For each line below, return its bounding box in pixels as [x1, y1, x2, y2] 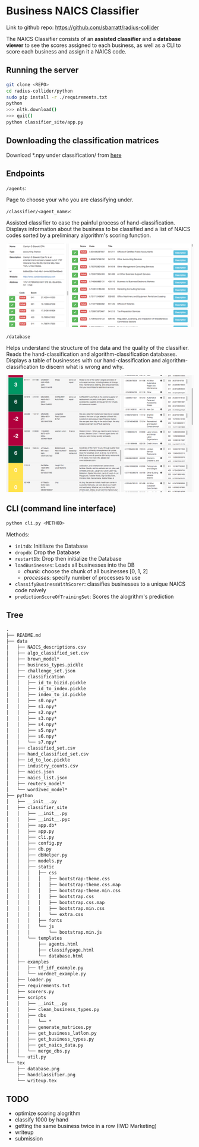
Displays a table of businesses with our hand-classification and [6, 356, 162, 364]
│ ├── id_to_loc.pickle [6, 757, 70, 763]
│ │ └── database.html [6, 953, 84, 959]
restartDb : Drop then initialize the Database [14, 555, 122, 562]
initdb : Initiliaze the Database [14, 542, 88, 549]
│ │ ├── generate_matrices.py [6, 1025, 92, 1031]
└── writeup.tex [17, 1078, 58, 1084]
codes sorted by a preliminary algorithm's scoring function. [6, 232, 151, 239]
